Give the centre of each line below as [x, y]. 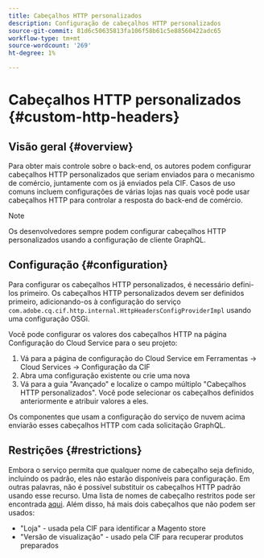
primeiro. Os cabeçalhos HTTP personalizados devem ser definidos [132, 293]
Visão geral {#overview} [71, 147]
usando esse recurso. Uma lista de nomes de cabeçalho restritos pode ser [132, 495]
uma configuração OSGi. [49, 318]
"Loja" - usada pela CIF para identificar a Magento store [113, 528]
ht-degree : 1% [32, 53]
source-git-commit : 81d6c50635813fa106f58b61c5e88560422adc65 [115, 31]
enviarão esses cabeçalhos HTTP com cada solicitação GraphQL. [117, 425]
